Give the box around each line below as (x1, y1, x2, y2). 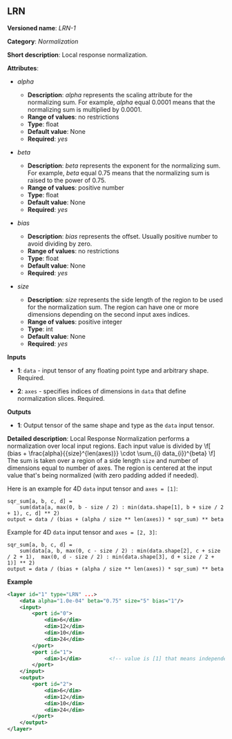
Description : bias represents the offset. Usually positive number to (27, 232, 218, 240)
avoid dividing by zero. (27, 239, 93, 248)
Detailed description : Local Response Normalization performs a (7, 434, 190, 442)
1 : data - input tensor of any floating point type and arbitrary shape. (17, 366, 209, 375)
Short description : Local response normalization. (7, 50, 148, 59)
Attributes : (7, 63, 39, 72)
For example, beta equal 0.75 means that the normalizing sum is (27, 168, 210, 177)
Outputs (7, 407, 32, 416)
